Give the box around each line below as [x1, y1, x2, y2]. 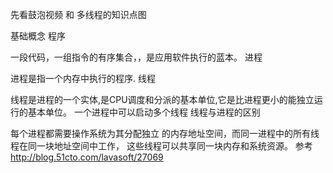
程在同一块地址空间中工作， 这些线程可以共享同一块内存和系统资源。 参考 [10, 140, 313, 152]
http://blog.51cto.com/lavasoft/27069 [10, 151, 164, 163]
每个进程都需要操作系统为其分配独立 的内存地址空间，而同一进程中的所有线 [10, 128, 320, 139]
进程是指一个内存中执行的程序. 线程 [10, 73, 156, 84]
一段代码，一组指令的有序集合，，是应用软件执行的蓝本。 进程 [10, 51, 263, 63]
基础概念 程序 [10, 30, 66, 42]
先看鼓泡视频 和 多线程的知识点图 [10, 9, 147, 20]
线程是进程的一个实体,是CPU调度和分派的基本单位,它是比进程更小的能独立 [10, 94, 315, 105]
